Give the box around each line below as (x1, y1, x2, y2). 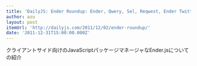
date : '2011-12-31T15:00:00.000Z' (6, 30, 91, 36)
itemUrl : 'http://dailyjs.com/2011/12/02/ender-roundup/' (6, 24, 151, 31)
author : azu (6, 14, 35, 20)
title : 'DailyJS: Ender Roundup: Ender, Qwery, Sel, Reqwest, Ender (6, 8, 177, 14)
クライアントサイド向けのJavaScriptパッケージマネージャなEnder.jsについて (6, 47, 189, 54)
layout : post (6, 19, 38, 25)
